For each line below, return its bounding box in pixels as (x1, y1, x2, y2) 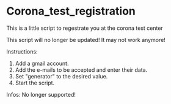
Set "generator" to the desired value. (15, 72, 108, 80)
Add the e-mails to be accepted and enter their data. (15, 66, 148, 74)
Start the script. (15, 79, 55, 86)
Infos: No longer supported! (6, 91, 76, 98)
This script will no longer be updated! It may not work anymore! (6, 36, 166, 43)
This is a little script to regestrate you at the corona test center (6, 24, 163, 32)
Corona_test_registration (6, 4, 136, 18)
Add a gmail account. (15, 60, 69, 67)
